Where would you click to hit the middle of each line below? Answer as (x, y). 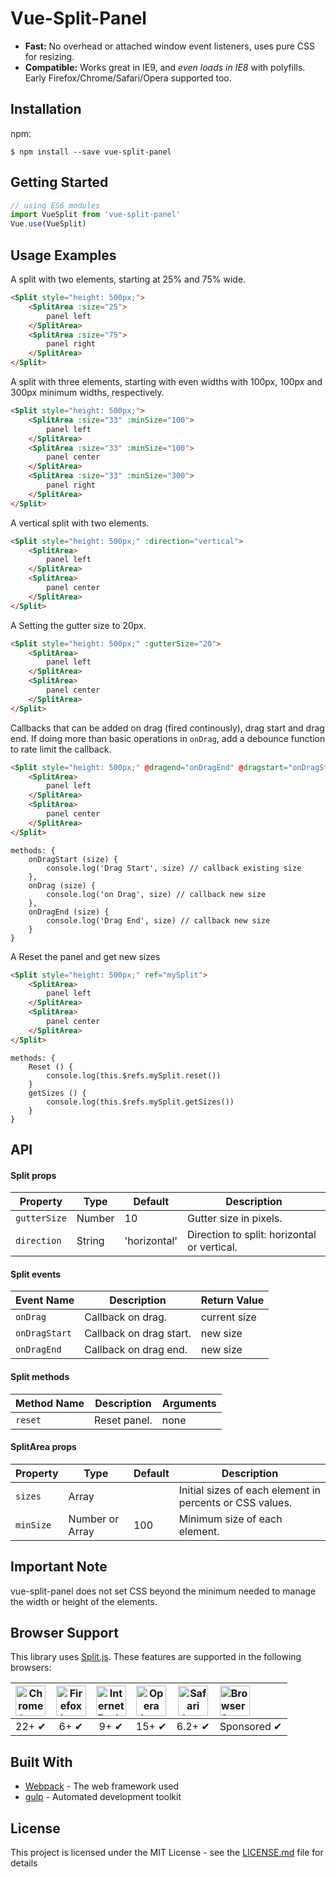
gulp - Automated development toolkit (103, 1797)
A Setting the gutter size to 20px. (78, 625)
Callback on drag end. (136, 1350)
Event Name (45, 1300)
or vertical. (212, 1247)
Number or (94, 1519)
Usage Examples (63, 255)
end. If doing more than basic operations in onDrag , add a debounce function (168, 738)
